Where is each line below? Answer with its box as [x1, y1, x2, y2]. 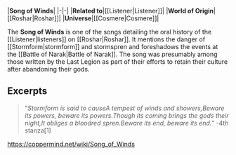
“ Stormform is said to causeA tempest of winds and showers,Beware [24, 104, 225, 112]
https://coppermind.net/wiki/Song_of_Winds [7, 140, 136, 148]
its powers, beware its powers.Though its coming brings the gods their [24, 111, 229, 119]
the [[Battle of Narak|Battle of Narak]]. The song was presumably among [7, 50, 218, 58]
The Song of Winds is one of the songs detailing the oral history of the [7, 28, 212, 36]
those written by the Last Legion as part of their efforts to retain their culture [7, 58, 228, 66]
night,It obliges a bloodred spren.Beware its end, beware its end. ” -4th [24, 119, 229, 127]
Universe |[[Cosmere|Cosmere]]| [64, 14, 159, 22]
